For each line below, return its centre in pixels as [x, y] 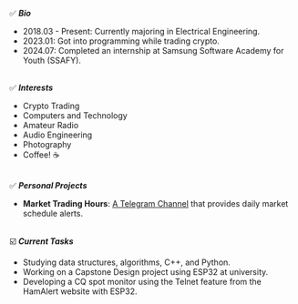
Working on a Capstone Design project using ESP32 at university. [145, 272]
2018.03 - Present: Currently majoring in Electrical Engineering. [141, 31]
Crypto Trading [51, 106]
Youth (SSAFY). [52, 60]
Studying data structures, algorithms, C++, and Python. [126, 262]
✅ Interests [31, 87]
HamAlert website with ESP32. [80, 291]
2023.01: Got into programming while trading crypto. [121, 41]
